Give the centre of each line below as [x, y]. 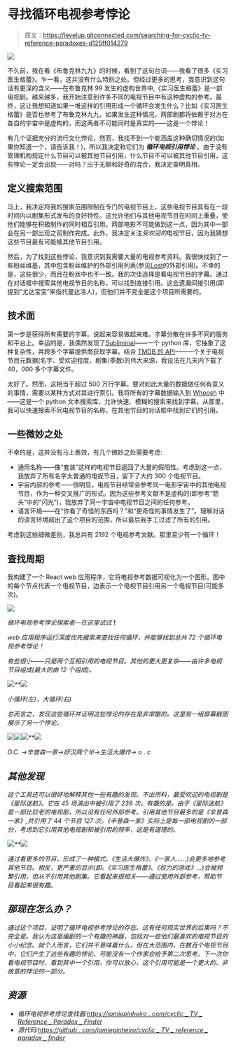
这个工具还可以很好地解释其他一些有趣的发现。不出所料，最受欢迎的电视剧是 [118, 794]
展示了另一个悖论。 [35, 723]
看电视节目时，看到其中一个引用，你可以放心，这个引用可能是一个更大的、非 [118, 962]
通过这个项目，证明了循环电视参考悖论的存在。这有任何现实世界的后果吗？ [114, 927]
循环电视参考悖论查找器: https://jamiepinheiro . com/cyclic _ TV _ [110, 1013]
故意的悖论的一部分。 [38, 971]
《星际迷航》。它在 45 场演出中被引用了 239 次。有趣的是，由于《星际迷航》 [117, 803]
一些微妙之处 [35, 434]
